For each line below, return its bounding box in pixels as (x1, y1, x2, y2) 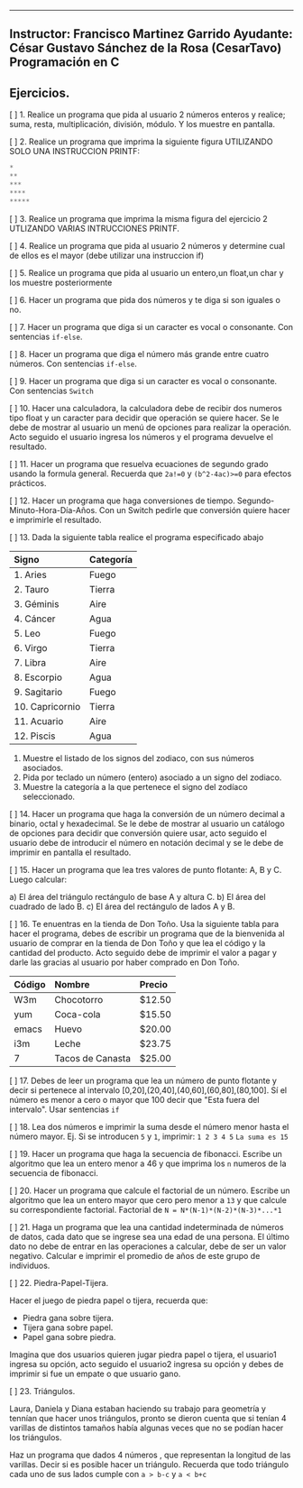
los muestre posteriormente (9, 277, 113, 288)
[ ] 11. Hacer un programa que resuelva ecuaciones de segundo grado (9, 458, 269, 469)
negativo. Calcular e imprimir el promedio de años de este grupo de (9, 1250, 261, 1261)
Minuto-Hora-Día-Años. (9, 504, 97, 515)
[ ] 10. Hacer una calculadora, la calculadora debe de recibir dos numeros (9, 402, 282, 413)
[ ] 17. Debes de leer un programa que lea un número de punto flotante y (9, 1075, 278, 1086)
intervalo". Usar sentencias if (9, 1104, 120, 1115)
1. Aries (14, 568, 47, 581)
